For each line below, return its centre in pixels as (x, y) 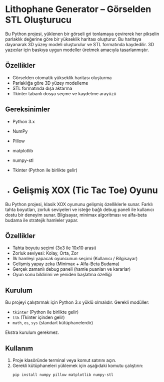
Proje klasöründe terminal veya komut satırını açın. (64, 360)
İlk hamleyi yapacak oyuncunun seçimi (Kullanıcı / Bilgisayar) (75, 259)
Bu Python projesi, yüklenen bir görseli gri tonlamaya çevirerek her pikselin (82, 34)
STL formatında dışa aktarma (42, 88)
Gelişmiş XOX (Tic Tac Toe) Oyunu (85, 190)
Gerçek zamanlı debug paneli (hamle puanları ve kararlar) (71, 269)
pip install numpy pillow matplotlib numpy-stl (63, 374)
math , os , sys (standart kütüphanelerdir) (53, 323)
